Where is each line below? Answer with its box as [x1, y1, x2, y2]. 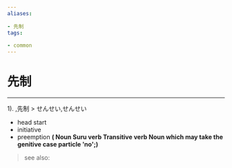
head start [17, 118, 47, 126]
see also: [23, 153, 50, 162]
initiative [17, 125, 41, 134]
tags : [7, 29, 23, 36]
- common [7, 42, 32, 49]
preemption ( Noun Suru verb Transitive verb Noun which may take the [17, 132, 223, 141]
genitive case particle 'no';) [17, 140, 99, 148]
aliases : [7, 10, 32, 17]
